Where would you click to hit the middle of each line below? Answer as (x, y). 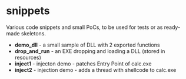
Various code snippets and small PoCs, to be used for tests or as (84, 27)
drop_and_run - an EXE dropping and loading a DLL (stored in (90, 51)
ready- (172, 27)
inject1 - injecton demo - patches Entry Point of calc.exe (83, 64)
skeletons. (33, 33)
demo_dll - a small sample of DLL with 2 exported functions (87, 45)
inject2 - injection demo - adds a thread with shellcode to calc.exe (95, 70)
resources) (28, 57)
